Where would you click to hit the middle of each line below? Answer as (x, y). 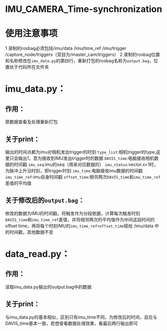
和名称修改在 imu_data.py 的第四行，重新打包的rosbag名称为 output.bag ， (80, 61)
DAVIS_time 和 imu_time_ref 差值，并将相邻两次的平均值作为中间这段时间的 (80, 219)
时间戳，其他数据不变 (31, 232)
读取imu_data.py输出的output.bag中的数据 (48, 287)
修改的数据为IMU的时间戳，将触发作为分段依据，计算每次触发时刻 (73, 213)
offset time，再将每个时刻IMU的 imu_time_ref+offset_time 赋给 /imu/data (79, 226)
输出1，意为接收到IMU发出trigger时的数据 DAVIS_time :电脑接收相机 (86, 158)
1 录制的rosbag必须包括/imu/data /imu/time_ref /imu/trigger (66, 48)
